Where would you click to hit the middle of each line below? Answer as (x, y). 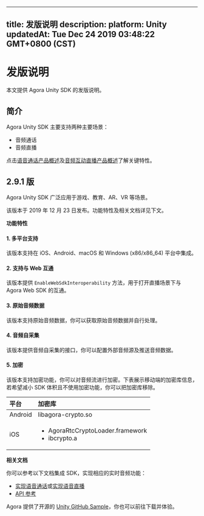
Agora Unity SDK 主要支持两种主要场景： (57, 127)
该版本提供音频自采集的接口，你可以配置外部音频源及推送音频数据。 (91, 350)
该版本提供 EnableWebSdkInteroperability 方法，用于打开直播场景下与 (94, 283)
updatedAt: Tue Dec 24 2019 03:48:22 (80, 34)
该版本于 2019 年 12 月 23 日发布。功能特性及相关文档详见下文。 (87, 210)
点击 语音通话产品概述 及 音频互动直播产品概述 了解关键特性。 (81, 161)
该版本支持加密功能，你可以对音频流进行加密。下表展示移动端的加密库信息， (102, 380)
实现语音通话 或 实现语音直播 (50, 486)
